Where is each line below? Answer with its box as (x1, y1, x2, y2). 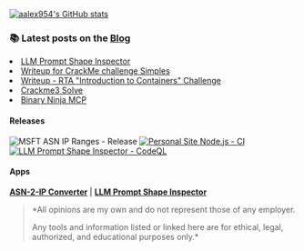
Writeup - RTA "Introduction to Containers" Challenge (21, 75, 221, 86)
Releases (9, 115, 46, 126)
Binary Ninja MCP (21, 95, 87, 105)
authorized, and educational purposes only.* (31, 231, 199, 242)
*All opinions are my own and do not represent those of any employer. (31, 204, 296, 215)
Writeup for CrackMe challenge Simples (21, 65, 170, 76)
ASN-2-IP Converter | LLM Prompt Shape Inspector (9, 186, 208, 197)
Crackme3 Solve (21, 85, 84, 95)
